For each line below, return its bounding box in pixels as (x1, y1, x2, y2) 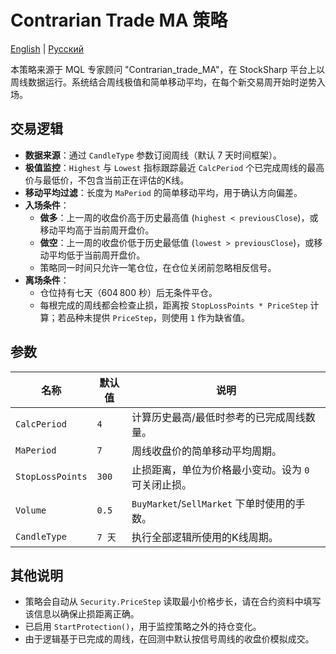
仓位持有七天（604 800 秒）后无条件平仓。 (39, 286, 218, 298)
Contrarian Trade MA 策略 (10, 9, 228, 32)
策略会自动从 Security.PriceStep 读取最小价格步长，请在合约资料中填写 (24, 596, 322, 608)
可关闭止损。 (131, 477, 192, 491)
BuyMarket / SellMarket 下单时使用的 (131, 496, 296, 510)
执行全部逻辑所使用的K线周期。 (131, 530, 279, 544)
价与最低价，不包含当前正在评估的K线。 (24, 174, 190, 186)
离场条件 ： (24, 274, 70, 286)
